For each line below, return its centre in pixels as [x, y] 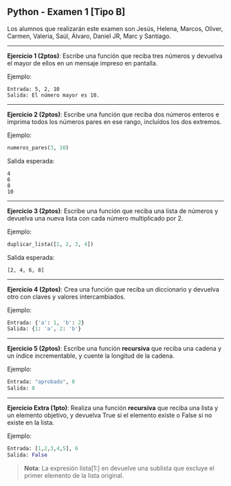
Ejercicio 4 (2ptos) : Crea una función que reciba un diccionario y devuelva [113, 289]
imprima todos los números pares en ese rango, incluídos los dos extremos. [114, 121]
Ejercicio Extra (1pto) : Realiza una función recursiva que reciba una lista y [113, 408]
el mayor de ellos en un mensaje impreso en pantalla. [82, 63]
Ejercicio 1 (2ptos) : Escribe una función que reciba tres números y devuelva [115, 56]
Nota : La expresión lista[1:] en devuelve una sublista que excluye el [119, 468]
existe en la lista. [31, 423]
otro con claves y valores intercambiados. [66, 296]
